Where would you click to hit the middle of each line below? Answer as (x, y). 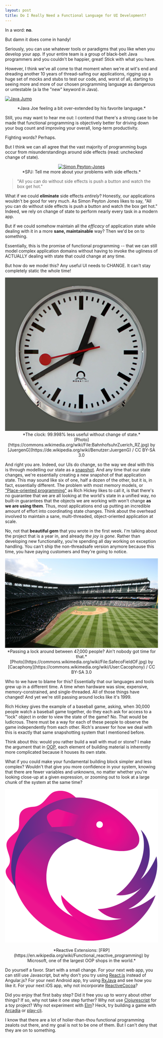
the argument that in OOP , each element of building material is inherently (78, 747)
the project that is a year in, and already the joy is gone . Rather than (73, 536)
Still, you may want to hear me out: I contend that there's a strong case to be (81, 117)
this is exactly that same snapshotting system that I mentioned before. (75, 732)
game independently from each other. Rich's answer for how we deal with (79, 727)
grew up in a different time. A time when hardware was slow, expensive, (77, 686)
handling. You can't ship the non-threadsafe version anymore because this (80, 546)
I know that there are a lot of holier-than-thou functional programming (75, 1019)
